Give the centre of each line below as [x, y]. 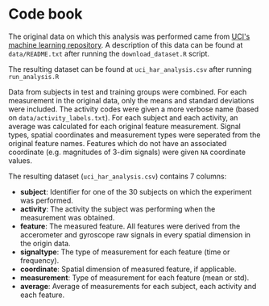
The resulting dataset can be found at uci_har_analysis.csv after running [130, 69]
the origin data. [45, 243]
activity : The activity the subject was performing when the [118, 209]
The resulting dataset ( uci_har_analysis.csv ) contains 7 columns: [118, 176]
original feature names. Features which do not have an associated [118, 143]
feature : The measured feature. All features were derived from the [130, 226]
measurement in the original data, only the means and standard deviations [131, 100]
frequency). [39, 260]
